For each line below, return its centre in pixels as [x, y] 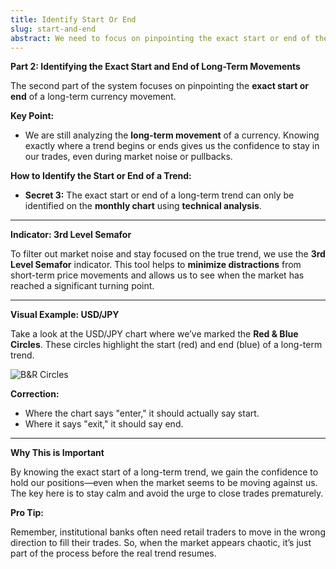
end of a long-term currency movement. [93, 97]
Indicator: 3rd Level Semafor [71, 235]
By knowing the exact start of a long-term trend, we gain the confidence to [164, 472]
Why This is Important [57, 453]
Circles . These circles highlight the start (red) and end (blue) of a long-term [166, 345]
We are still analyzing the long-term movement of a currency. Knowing [172, 135]
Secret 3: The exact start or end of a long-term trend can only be [159, 195]
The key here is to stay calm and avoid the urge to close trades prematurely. [167, 493]
